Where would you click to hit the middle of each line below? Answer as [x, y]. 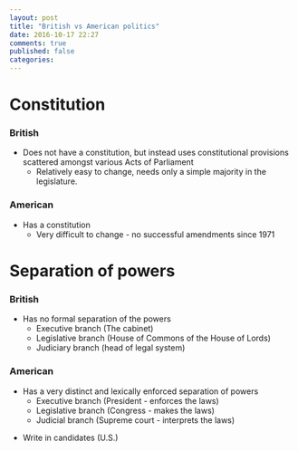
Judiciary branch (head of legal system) [111, 348]
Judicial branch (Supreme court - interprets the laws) [135, 420]
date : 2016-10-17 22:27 [54, 34]
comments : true [38, 43]
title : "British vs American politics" [85, 26]
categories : [32, 60]
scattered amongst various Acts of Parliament [108, 162]
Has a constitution [56, 225]
